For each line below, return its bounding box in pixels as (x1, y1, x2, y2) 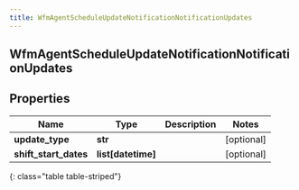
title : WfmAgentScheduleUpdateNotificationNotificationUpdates (9, 13, 253, 23)
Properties (9, 91, 70, 106)
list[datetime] (96, 148, 156, 160)
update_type (14, 132, 70, 145)
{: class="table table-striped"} (9, 170, 122, 181)
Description (164, 118, 217, 131)
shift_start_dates (14, 148, 89, 160)
